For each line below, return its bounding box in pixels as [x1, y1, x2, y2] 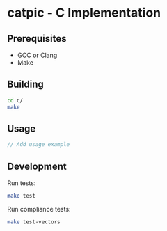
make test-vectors [7, 218, 61, 225]
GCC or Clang [17, 51, 58, 59]
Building [7, 79, 44, 90]
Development [7, 160, 67, 172]
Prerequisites [7, 33, 67, 45]
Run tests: [7, 179, 36, 187]
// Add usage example [7, 141, 70, 148]
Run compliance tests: [7, 205, 71, 213]
